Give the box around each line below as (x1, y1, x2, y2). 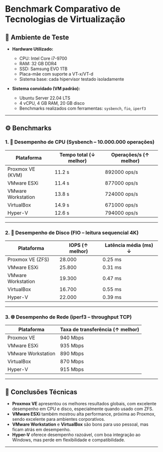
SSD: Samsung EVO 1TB (19, 66, 68, 72)
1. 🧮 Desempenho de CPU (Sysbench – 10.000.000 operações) (5, 139, 155, 146)
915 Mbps (60, 366, 84, 373)
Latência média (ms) (105, 242, 154, 248)
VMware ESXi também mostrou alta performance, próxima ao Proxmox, (12, 411, 156, 417)
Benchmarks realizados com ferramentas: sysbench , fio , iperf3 (19, 106, 147, 111)
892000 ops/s (105, 169, 138, 175)
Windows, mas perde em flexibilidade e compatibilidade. (12, 437, 125, 443)
